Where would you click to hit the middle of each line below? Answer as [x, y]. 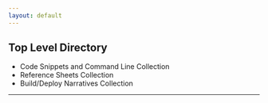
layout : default [35, 15]
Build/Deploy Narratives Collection [77, 83]
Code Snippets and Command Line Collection [95, 67]
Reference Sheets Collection [67, 75]
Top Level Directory [58, 48]
